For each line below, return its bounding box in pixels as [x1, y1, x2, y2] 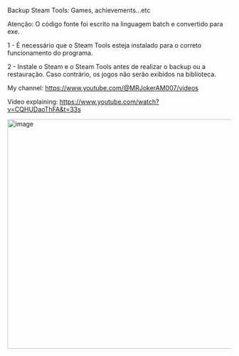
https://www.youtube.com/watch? [59, 97, 159, 106]
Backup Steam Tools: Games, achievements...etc [7, 6, 151, 14]
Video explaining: [7, 97, 58, 106]
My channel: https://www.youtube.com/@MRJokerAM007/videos [7, 84, 199, 92]
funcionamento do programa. [7, 49, 93, 57]
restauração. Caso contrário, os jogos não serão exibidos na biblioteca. [7, 70, 217, 78]
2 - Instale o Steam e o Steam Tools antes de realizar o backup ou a [7, 63, 206, 70]
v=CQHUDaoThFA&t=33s [7, 105, 82, 113]
